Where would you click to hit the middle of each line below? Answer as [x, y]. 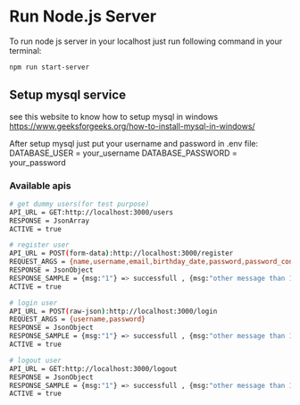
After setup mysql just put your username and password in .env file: [134, 143]
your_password [37, 162]
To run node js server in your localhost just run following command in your [146, 41]
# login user [33, 303]
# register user [39, 245]
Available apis [40, 185]
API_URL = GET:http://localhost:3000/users [92, 212]
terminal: [25, 50]
